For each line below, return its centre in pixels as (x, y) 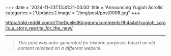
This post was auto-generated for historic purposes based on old (87, 43)
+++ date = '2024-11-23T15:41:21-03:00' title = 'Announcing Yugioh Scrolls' (84, 7)
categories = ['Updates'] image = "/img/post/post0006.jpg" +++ (73, 13)
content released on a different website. (60, 48)
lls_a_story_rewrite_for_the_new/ (39, 28)
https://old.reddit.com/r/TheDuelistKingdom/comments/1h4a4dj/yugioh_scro (85, 23)
